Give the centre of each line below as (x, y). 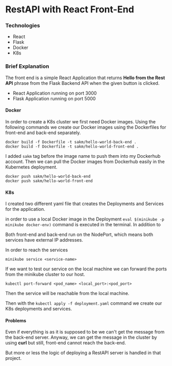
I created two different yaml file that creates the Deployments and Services (85, 204)
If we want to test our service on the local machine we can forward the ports (86, 269)
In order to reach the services (37, 250)
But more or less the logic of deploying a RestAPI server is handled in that (83, 353)
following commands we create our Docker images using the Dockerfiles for (86, 127)
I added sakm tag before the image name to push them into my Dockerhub (83, 156)
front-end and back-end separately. (43, 133)
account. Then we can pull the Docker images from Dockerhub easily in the (85, 161)
